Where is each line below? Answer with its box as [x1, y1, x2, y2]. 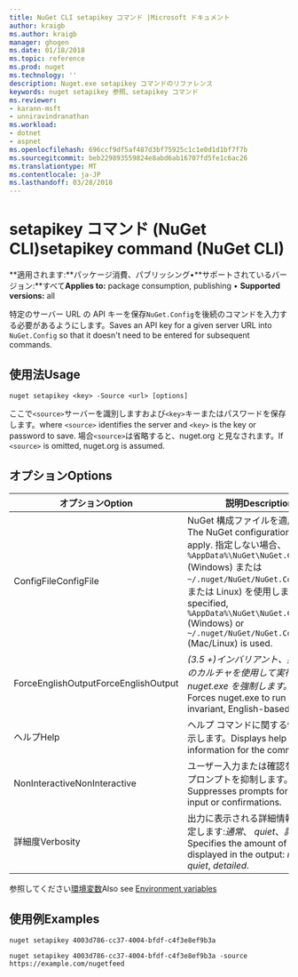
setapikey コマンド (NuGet [9, 220, 207, 240]
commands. [9, 340, 53, 350]
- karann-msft [9, 104, 62, 113]
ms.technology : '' [9, 71, 77, 80]
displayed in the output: [187, 848, 286, 861]
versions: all [9, 291, 56, 301]
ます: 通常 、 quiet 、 [205, 825, 285, 837]
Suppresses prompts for [187, 784, 288, 797]
